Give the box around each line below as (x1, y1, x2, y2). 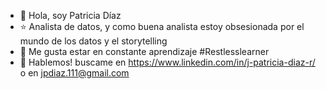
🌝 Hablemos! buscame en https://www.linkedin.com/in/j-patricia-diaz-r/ (19, 56, 316, 68)
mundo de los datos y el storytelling (19, 35, 168, 47)
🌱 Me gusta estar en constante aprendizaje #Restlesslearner (19, 46, 270, 57)
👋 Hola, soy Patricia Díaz (19, 10, 122, 21)
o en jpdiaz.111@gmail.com (19, 67, 130, 79)
